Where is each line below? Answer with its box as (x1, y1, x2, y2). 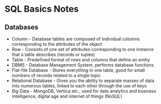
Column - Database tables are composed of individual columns (11, 36, 140, 42)
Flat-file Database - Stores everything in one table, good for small (11, 67, 145, 73)
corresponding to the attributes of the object (11, 41, 102, 47)
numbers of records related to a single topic (11, 73, 101, 78)
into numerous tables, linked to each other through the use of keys (11, 83, 147, 89)
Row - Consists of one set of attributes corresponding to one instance (11, 47, 154, 52)
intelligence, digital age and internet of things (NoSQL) (11, 93, 123, 99)
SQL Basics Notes (4, 3, 79, 15)
